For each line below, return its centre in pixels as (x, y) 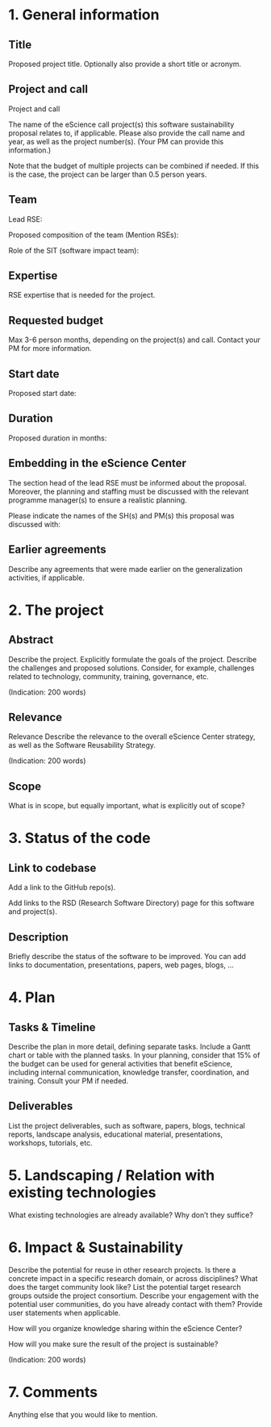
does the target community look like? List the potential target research (125, 1287)
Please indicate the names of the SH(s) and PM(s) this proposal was (121, 515)
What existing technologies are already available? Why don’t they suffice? (131, 1215)
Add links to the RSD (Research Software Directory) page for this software (131, 903)
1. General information (84, 15)
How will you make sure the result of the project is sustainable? (113, 1344)
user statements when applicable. (65, 1312)
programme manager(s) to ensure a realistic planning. (98, 500)
